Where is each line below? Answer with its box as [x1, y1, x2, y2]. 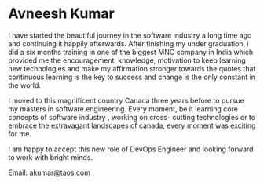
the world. [8, 80, 42, 90]
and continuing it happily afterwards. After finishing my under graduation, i [8, 38, 249, 48]
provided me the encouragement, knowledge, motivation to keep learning [8, 56, 246, 65]
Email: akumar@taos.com [8, 168, 91, 177]
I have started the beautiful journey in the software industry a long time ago [8, 31, 252, 40]
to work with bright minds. [8, 152, 93, 161]
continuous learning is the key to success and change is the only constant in [8, 72, 256, 82]
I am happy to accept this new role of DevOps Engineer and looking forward [8, 144, 254, 154]
